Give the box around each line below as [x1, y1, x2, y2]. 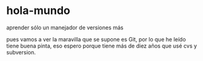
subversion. [6, 48, 36, 56]
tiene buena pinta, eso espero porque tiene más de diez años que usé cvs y [6, 42, 197, 49]
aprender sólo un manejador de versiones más [6, 24, 124, 31]
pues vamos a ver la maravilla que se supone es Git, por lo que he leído [6, 35, 186, 43]
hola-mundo [6, 4, 70, 18]
